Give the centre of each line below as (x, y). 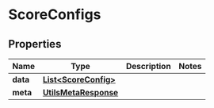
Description (149, 66)
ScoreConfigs (55, 15)
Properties (35, 44)
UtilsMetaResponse (80, 93)
